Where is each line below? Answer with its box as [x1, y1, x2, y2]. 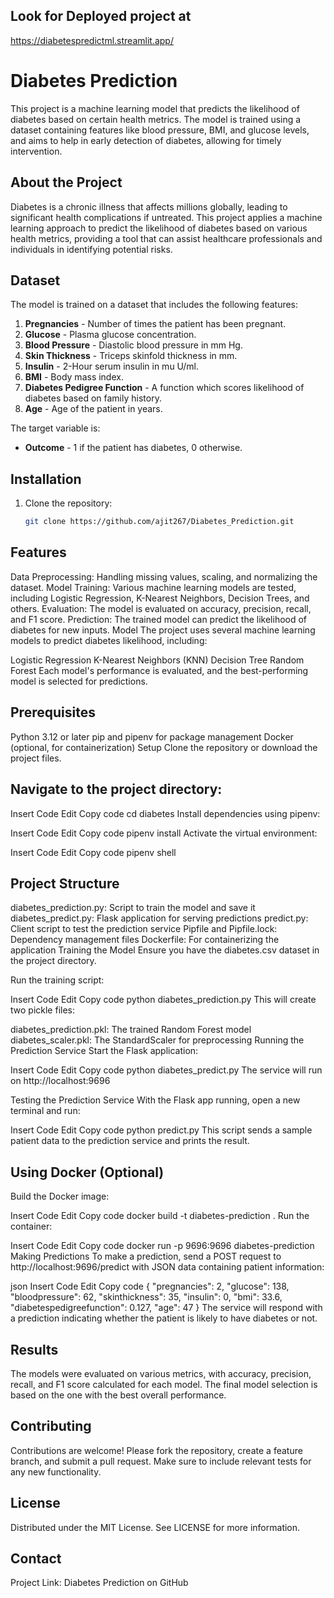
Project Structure [10, 875, 120, 892]
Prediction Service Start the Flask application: [10, 1045, 199, 1057]
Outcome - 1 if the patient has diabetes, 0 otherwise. [24, 442, 243, 454]
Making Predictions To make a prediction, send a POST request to [10, 1250, 282, 1263]
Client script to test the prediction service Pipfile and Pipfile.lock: [10, 923, 278, 935]
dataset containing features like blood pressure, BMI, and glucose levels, [10, 124, 310, 136]
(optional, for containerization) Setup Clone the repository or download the [10, 741, 318, 753]
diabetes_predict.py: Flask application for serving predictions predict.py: [10, 912, 309, 924]
